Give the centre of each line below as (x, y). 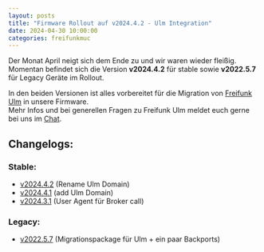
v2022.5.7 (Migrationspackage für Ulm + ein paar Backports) (120, 239)
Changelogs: (41, 144)
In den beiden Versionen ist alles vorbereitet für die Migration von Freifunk (130, 94)
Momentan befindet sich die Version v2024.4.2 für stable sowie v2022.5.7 (132, 70)
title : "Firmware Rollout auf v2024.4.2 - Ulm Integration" (110, 23)
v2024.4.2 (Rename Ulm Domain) (75, 184)
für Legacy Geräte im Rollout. (56, 78)
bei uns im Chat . (35, 119)
